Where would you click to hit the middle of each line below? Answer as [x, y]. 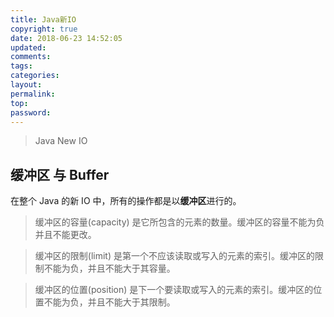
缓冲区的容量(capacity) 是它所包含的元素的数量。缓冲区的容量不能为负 [179, 222]
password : [31, 112]
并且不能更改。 [65, 235]
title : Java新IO [43, 19]
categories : [35, 76]
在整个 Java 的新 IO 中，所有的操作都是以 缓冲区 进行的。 [126, 201]
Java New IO [61, 141]
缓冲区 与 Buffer [60, 174]
